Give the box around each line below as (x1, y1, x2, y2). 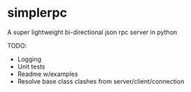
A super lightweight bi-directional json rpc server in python (7, 28, 178, 36)
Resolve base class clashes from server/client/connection (17, 77, 185, 85)
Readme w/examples (17, 70, 78, 78)
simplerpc (7, 5, 68, 21)
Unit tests (17, 62, 45, 70)
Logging (17, 54, 42, 63)
